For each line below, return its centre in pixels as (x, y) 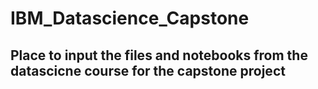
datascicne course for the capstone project (148, 70)
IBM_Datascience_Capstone (130, 18)
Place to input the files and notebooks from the (159, 55)
